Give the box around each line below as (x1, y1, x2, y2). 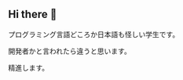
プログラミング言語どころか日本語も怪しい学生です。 (8, 29, 180, 39)
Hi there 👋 (8, 8, 57, 21)
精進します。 (8, 63, 49, 72)
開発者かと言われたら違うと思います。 (8, 46, 131, 56)
